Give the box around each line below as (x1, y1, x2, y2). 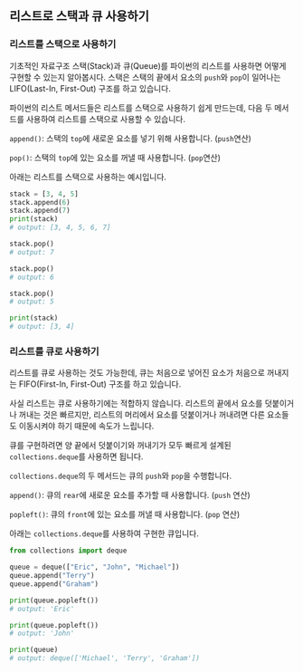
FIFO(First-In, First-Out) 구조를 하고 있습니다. (18, 379, 182, 389)
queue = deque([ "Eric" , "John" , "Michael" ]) (9, 562, 180, 572)
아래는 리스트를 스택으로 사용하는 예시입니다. (9, 171, 167, 182)
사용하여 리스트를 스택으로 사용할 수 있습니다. (25, 113, 186, 124)
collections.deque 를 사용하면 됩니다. (9, 451, 144, 462)
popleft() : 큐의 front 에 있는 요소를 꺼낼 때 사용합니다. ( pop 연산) (9, 509, 241, 520)
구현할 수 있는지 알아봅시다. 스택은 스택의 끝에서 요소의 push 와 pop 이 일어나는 (9, 72, 281, 82)
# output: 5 (9, 297, 54, 306)
